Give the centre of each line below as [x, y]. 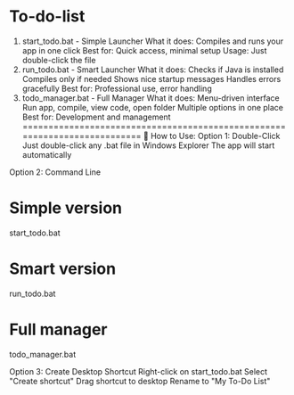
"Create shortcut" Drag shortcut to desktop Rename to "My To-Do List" [140, 381]
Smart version [63, 269]
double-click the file [59, 60]
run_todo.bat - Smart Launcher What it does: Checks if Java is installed [153, 70]
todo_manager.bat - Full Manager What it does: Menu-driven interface [151, 98]
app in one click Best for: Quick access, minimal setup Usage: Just [144, 50]
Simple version [66, 208]
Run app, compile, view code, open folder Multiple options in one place [152, 107]
